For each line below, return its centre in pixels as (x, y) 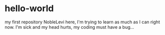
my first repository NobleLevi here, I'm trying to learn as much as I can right (82, 22)
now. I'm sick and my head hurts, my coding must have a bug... (70, 27)
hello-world (29, 9)
